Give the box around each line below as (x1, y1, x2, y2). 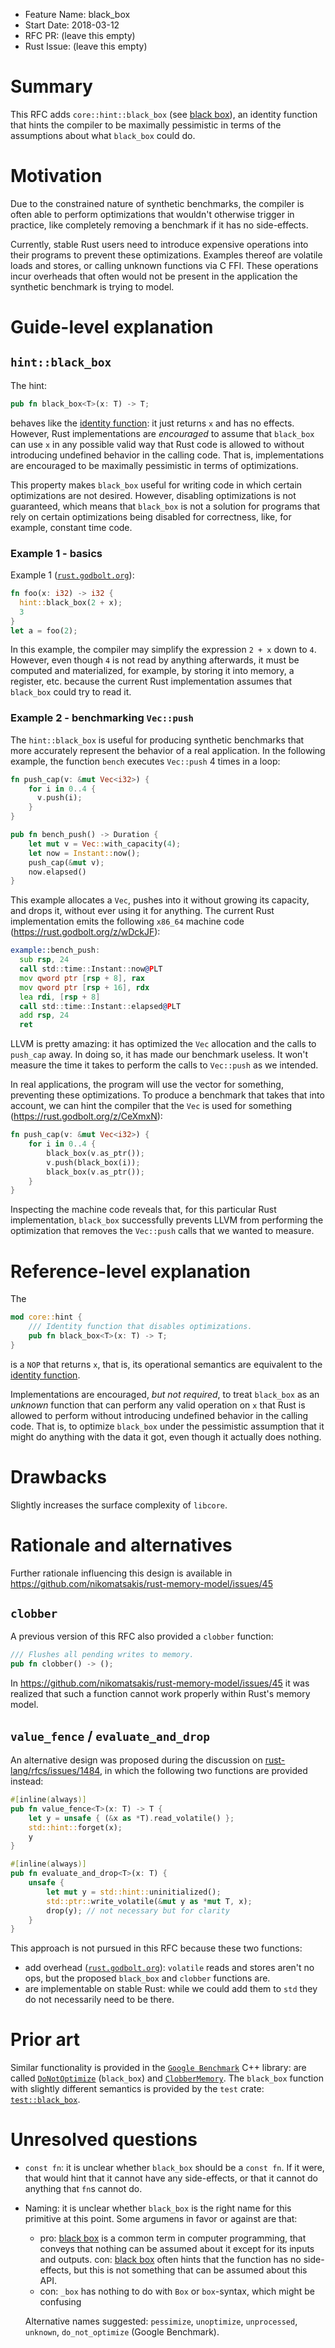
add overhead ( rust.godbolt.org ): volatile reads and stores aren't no (24, 1962, 315, 1974)
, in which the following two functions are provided (99, 1765, 308, 1777)
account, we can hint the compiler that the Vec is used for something (10, 1100, 293, 1112)
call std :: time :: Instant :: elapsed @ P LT (19, 1001, 182, 1011)
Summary (10, 75, 93, 98)
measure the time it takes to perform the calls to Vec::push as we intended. (10, 1059, 319, 1071)
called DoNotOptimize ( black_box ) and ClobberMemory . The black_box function (10, 2072, 324, 2084)
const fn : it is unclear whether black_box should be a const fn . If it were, (24, 2162, 325, 2174)
